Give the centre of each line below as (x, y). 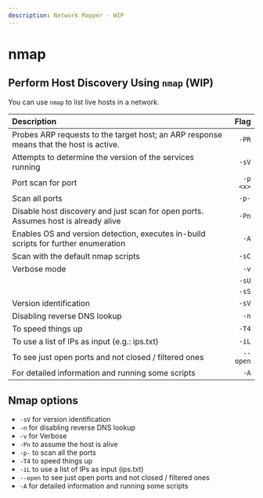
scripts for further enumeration (69, 243)
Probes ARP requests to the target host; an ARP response (117, 134)
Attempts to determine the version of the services (103, 157)
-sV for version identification (65, 420)
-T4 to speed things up (56, 461)
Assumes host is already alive (67, 220)
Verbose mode (39, 269)
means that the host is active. (66, 144)
